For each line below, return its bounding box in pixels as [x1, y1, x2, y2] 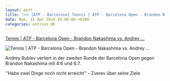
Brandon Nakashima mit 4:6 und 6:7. [5, 60, 81, 66]
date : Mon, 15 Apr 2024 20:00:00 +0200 [5, 17, 90, 22]
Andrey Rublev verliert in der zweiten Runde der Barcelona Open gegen [5, 55, 154, 61]
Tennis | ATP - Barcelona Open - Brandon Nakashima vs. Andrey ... [5, 35, 145, 42]
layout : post [5, 7, 33, 13]
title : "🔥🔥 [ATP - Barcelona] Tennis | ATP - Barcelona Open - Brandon [5, 12, 160, 17]
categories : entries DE [5, 21, 56, 27]
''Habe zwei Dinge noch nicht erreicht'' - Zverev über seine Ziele [5, 70, 141, 76]
